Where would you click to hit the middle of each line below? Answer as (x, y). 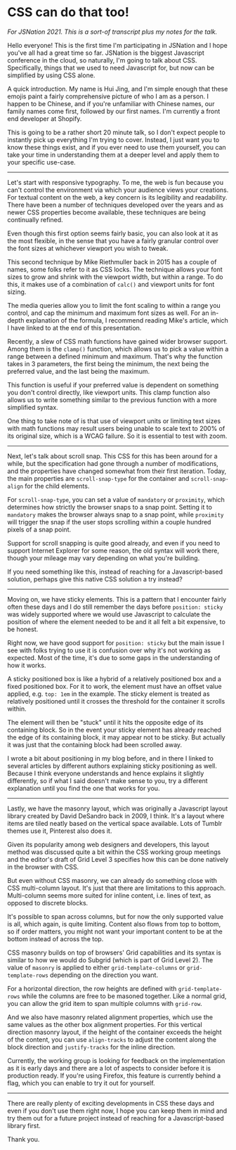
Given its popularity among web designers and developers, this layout (108, 844)
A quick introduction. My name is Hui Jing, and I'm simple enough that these (118, 89)
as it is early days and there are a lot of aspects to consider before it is (109, 1068)
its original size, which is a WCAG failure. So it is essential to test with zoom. (117, 436)
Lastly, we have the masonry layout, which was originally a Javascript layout (118, 808)
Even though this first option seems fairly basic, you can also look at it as (113, 233)
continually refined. (35, 219)
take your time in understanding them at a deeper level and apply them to (113, 155)
